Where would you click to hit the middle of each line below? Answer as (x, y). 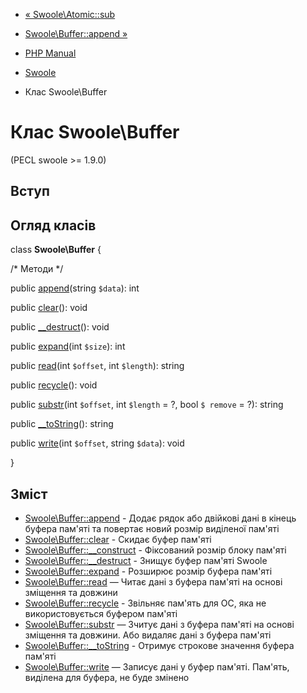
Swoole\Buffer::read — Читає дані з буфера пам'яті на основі (153, 581)
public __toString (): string (62, 424)
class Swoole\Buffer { (56, 250)
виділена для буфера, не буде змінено (107, 677)
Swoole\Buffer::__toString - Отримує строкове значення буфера (159, 645)
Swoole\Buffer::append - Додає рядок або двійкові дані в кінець (160, 518)
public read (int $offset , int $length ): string (97, 366)
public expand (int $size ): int (68, 346)
